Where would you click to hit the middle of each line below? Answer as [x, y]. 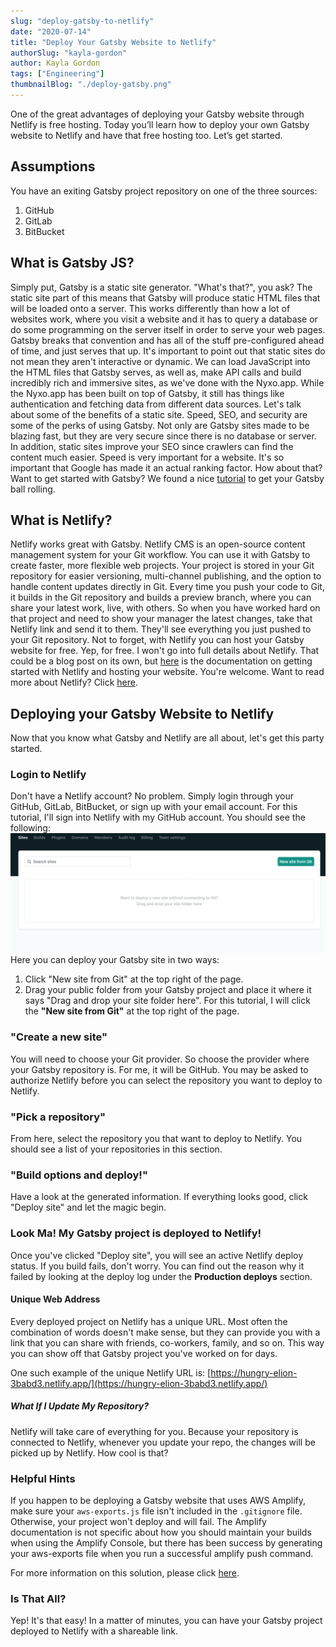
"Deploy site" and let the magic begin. [88, 1207]
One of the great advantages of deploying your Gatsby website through [157, 114]
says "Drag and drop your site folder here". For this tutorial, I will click [167, 1001]
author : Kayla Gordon [55, 63]
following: [30, 828]
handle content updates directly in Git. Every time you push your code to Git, [167, 587]
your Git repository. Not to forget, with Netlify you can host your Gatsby [157, 640]
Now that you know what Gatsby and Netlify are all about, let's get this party [167, 738]
